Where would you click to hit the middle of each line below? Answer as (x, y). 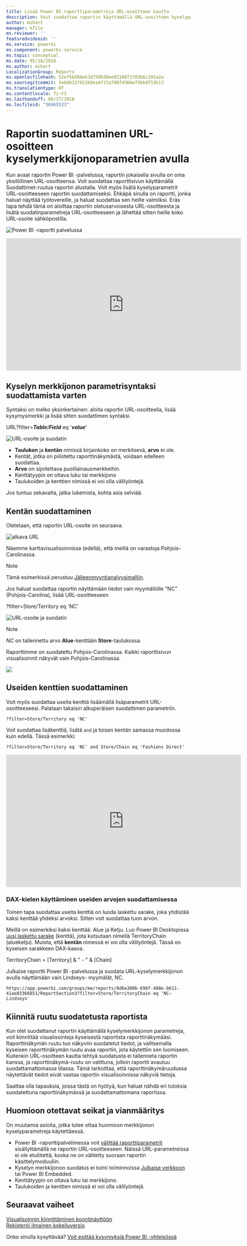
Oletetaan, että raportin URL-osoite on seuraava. (65, 526)
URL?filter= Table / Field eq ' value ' (47, 427)
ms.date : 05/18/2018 (31, 61)
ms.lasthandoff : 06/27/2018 (40, 99)
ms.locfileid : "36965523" (38, 104)
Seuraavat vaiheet (40, 1205)
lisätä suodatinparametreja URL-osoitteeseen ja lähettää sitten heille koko (95, 212)
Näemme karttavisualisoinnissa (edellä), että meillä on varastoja (83, 549)
